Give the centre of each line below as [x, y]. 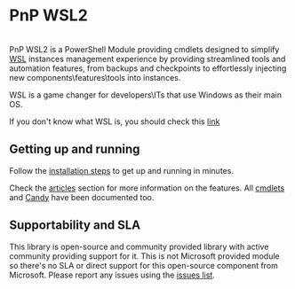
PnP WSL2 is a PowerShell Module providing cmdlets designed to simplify [144, 49]
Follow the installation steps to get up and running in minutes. [121, 170]
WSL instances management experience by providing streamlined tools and [147, 59]
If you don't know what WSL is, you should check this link [115, 121]
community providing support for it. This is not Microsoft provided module [144, 256]
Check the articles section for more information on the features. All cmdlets [147, 188]
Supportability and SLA [75, 226]
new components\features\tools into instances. [95, 77]
